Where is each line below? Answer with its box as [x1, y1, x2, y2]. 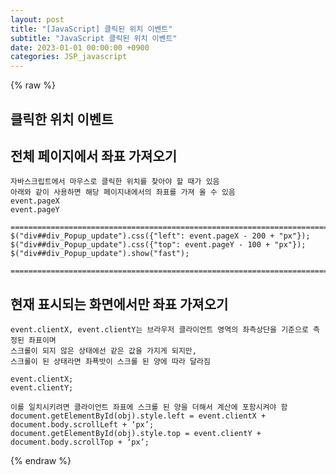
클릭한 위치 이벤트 [10, 111, 114, 128]
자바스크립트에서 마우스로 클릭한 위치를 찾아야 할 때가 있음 [10, 177, 220, 187]
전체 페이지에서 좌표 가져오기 [10, 147, 178, 165]
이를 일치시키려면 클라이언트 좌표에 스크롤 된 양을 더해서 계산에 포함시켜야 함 [10, 402, 288, 413]
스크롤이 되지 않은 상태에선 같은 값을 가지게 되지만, [10, 346, 197, 356]
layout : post [10, 14, 65, 25]
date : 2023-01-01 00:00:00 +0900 [10, 42, 150, 53]
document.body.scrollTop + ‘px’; [10, 437, 150, 448]
